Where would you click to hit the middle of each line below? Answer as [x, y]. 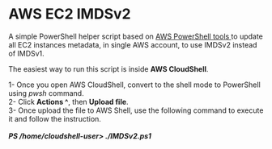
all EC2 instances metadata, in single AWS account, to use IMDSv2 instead [133, 44]
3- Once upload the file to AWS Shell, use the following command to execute [136, 110]
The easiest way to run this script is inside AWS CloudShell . [108, 68]
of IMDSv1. [26, 53]
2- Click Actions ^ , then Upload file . [68, 101]
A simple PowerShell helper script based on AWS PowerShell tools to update [136, 36]
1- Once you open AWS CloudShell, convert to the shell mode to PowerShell [134, 85]
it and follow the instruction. [55, 118]
